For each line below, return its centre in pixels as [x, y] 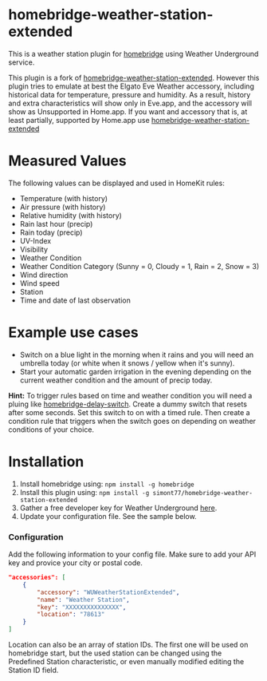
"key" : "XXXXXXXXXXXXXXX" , [82, 607]
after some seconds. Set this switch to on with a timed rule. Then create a [129, 412]
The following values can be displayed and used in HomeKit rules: [116, 183]
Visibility [34, 249]
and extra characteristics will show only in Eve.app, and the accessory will [130, 103]
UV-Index [35, 240]
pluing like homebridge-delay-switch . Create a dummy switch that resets [128, 404]
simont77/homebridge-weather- [203, 493]
